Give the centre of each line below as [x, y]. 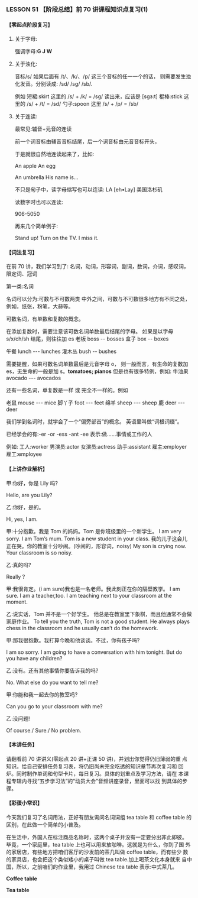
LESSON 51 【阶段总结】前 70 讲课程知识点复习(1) [77, 9]
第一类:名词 [20, 286]
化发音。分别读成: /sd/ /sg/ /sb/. [53, 84]
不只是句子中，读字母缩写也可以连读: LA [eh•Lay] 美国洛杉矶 [89, 190]
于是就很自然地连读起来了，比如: [54, 154]
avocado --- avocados [33, 378]
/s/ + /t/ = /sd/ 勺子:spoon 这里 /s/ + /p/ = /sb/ [82, 104]
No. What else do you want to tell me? [52, 682]
